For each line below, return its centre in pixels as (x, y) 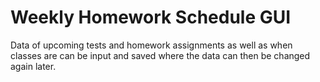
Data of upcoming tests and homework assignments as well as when (151, 45)
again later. (33, 66)
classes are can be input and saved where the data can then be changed (160, 55)
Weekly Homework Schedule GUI (151, 17)
